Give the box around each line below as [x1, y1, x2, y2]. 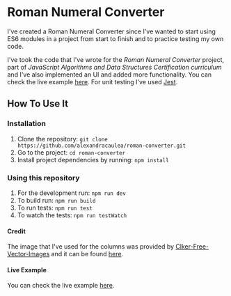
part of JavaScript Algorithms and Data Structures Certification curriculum [7, 63, 222, 71]
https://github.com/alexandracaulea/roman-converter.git [17, 142, 186, 149]
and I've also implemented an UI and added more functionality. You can [7, 70, 212, 79]
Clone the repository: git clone [17, 134, 108, 143]
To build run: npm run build [17, 196, 96, 204]
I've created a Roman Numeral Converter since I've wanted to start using [7, 27, 216, 36]
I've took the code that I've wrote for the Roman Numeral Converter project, [7, 55, 225, 63]
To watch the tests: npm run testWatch [17, 210, 127, 219]
